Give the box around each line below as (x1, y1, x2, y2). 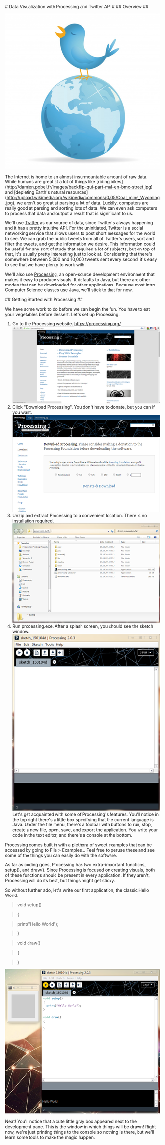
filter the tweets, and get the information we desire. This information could (5, 241, 156, 247)
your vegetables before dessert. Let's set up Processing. (5, 312, 120, 318)
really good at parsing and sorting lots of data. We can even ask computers (5, 205, 158, 211)
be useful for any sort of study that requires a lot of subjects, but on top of (5, 246, 156, 252)
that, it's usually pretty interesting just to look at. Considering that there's (5, 251, 153, 257)
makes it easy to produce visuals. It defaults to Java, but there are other (5, 277, 151, 283)
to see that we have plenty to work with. (5, 262, 86, 268)
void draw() (17, 940, 41, 946)
